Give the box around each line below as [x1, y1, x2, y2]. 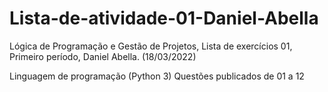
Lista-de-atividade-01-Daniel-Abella [9, 7, 319, 30]
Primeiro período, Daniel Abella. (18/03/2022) [9, 50, 197, 62]
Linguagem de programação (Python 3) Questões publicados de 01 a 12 [9, 70, 305, 82]
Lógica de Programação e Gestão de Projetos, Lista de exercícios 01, [9, 40, 293, 52]
